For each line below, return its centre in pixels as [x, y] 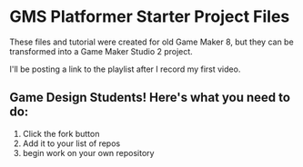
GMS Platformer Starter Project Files [150, 17]
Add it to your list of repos [71, 143]
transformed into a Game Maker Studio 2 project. [101, 51]
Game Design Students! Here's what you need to [150, 98]
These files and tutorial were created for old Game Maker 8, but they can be [151, 42]
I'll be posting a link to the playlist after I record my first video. [125, 69]
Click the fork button [61, 133]
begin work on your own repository [88, 152]
